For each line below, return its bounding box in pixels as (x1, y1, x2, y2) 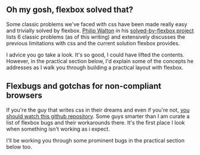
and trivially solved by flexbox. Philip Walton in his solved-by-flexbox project (6, 27, 194, 34)
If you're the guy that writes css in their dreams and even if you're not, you (6, 106, 190, 113)
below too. (6, 143, 32, 150)
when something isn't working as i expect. (6, 125, 110, 132)
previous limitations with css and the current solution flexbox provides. (6, 39, 180, 46)
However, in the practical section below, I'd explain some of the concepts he (6, 57, 194, 64)
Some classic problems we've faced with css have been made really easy (6, 20, 187, 27)
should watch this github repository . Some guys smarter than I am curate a (6, 113, 190, 120)
